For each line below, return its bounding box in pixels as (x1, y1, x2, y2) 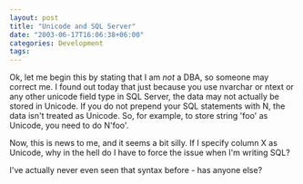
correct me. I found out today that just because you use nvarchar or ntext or (9, 82, 294, 92)
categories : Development (9, 38, 104, 48)
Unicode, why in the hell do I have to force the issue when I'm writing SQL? (9, 147, 291, 159)
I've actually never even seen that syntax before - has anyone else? (9, 165, 263, 176)
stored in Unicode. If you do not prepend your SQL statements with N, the (9, 101, 286, 111)
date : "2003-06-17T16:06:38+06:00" (9, 30, 145, 39)
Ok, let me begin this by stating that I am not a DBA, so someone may (9, 72, 269, 82)
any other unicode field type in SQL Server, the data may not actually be (9, 92, 280, 102)
